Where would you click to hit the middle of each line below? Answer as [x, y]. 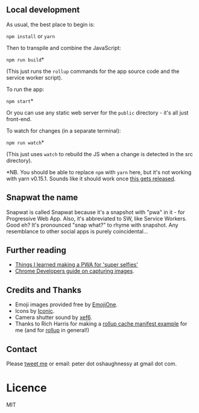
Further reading [36, 251]
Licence [27, 388]
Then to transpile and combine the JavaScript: [64, 48]
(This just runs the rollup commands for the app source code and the [93, 71]
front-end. [19, 119]
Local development [43, 10]
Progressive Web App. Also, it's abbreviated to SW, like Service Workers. [96, 218]
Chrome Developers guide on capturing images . [74, 271]
